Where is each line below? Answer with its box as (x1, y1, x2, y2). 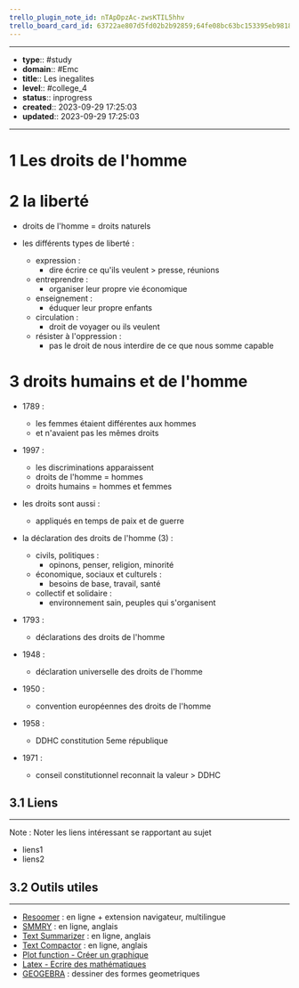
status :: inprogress (21, 92, 93, 102)
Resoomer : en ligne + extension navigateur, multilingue (21, 911, 226, 922)
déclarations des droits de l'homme (35, 631, 166, 642)
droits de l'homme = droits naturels (21, 220, 151, 231)
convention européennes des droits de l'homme (35, 701, 212, 711)
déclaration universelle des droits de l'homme (35, 666, 203, 676)
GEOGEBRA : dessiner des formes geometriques (21, 968, 200, 979)
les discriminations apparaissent (35, 462, 154, 473)
